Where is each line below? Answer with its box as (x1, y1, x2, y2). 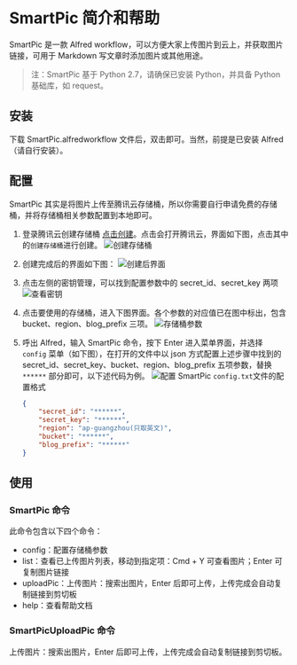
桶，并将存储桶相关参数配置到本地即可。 (9, 209, 157, 220)
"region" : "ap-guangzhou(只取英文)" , (38, 424, 173, 433)
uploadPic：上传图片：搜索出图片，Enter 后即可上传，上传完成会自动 (21, 578, 275, 589)
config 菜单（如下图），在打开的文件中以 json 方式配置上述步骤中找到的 (21, 348, 282, 359)
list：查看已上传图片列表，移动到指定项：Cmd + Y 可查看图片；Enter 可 (21, 556, 283, 567)
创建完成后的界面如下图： (21, 258, 116, 269)
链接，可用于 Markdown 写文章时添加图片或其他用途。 (9, 50, 208, 60)
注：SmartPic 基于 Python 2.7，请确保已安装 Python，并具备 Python (30, 68, 281, 80)
